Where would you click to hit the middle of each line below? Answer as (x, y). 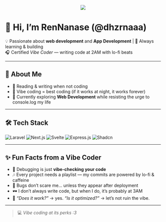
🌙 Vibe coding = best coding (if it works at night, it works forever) (79, 91)
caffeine (21, 180)
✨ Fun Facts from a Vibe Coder (53, 157)
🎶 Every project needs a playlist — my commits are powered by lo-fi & (83, 175)
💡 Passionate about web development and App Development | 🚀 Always (80, 41)
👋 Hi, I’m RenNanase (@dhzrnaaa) (76, 28)
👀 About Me (23, 74)
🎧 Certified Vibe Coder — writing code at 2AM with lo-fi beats (69, 52)
